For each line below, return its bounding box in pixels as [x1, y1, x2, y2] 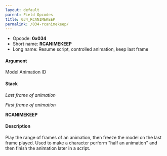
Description [5, 123, 31, 129]
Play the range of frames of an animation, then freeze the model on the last [5, 134, 162, 140]
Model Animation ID [5, 69, 47, 75]
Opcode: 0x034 [12, 35, 47, 42]
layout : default [5, 7, 39, 13]
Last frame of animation [5, 92, 56, 98]
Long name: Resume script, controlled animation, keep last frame [12, 46, 149, 52]
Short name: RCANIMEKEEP [12, 41, 72, 47]
